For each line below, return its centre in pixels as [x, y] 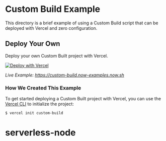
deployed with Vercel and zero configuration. [51, 28]
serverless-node [41, 133]
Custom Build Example [53, 9]
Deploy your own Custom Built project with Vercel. [57, 56]
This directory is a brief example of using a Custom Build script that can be [82, 23]
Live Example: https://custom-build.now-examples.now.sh [65, 75]
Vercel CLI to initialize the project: [40, 104]
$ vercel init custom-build [34, 113]
